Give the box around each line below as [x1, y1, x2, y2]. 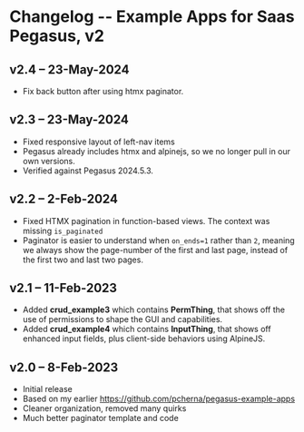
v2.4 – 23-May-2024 [9, 62, 130, 77]
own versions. [22, 155, 75, 166]
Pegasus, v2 [9, 25, 104, 46]
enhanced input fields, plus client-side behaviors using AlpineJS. [22, 333, 266, 344]
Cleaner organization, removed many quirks [22, 403, 187, 414]
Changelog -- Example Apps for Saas [9, 6, 295, 27]
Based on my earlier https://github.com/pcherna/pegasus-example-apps [22, 393, 296, 405]
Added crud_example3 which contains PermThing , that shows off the [22, 304, 286, 315]
